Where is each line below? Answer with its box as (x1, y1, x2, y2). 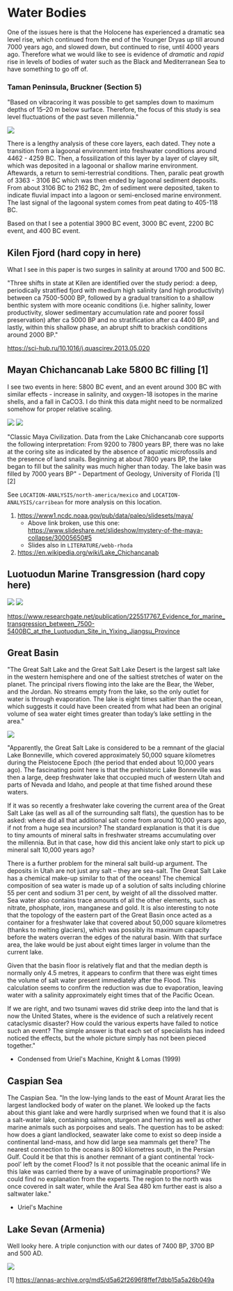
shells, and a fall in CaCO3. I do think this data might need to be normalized (7, 397, 223, 406)
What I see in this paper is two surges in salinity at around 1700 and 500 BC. (7, 266, 225, 274)
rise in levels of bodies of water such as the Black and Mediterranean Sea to (7, 57, 226, 65)
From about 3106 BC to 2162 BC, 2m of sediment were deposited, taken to (7, 184, 220, 192)
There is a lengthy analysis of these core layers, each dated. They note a (7, 139, 216, 147)
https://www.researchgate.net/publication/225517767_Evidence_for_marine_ (7, 612, 225, 620)
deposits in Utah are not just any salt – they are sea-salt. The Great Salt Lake (7, 867, 227, 875)
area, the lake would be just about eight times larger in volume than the (7, 940, 211, 949)
